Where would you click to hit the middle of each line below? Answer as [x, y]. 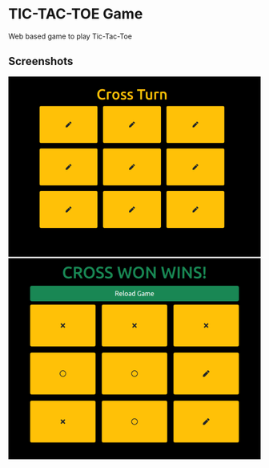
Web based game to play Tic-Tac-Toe [70, 36]
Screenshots [41, 61]
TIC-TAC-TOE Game [76, 14]
